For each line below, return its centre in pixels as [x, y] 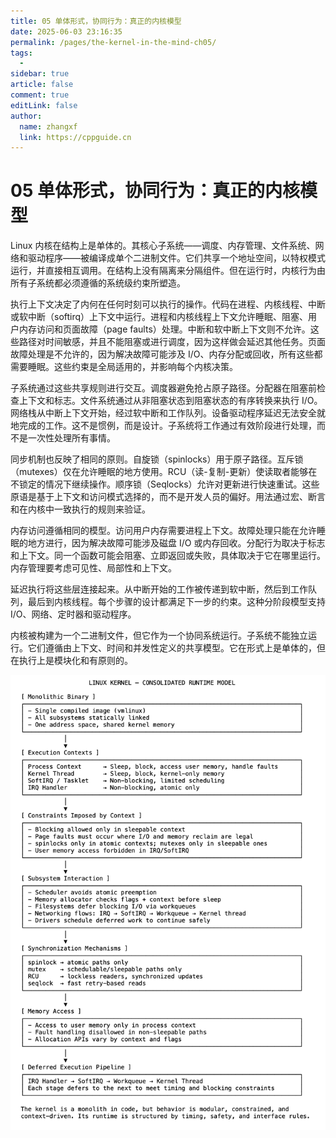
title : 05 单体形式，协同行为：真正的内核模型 [96, 21]
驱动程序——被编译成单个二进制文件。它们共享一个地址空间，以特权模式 [176, 258]
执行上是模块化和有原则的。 [75, 661]
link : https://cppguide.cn [75, 137]
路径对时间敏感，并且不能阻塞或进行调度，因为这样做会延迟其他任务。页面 [172, 342]
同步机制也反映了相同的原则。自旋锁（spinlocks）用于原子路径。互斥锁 [157, 459]
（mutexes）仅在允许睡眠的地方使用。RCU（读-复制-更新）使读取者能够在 [164, 472]
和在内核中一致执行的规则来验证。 [80, 509]
